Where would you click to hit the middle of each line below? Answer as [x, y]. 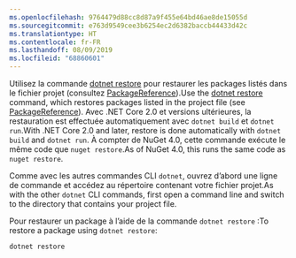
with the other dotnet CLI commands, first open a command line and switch [147, 194]
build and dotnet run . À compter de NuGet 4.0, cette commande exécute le [148, 140]
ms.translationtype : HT [53, 34]
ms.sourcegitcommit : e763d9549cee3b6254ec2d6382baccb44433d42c [129, 26]
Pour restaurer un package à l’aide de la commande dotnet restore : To [139, 221]
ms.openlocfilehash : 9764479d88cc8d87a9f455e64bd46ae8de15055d [129, 17]
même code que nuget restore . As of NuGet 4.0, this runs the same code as [148, 149]
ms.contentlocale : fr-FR [55, 42]
